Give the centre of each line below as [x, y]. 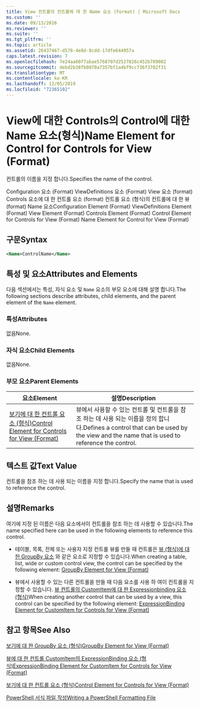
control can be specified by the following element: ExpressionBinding [100, 603]
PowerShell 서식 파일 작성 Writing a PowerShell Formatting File [81, 697]
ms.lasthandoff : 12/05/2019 [41, 84]
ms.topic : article [29, 45]
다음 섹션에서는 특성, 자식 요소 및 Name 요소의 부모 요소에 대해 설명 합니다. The [96, 290]
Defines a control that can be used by [135, 428]
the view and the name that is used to [128, 435]
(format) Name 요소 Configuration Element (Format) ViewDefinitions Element [99, 206]
